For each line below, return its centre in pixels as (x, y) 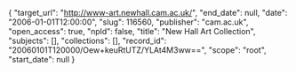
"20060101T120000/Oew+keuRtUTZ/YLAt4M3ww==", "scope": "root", (138, 50)
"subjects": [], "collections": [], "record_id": (88, 40)
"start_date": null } (42, 59)
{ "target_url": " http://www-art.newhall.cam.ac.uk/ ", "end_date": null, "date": (148, 13)
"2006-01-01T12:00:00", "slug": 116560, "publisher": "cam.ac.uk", (128, 22)
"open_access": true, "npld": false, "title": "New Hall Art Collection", (132, 31)
